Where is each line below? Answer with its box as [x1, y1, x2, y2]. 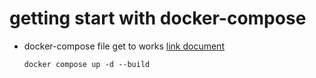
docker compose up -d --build [23, 59, 151, 69]
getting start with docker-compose [9, 7, 307, 30]
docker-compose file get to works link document [23, 40, 225, 52]
